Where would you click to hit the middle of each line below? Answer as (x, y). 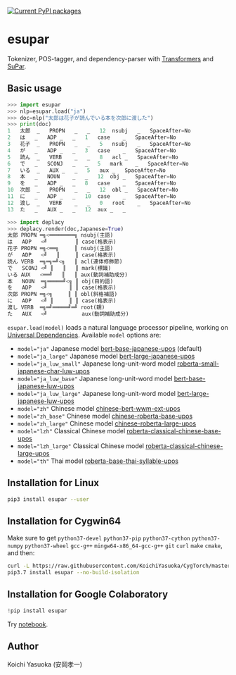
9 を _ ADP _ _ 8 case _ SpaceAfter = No (92, 183)
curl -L (19, 566)
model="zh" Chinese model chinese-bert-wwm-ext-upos (99, 408)
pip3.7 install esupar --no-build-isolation (73, 573)
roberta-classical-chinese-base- (174, 431)
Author (23, 646)
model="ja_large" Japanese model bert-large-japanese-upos (106, 356)
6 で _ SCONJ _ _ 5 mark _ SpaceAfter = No (98, 163)
